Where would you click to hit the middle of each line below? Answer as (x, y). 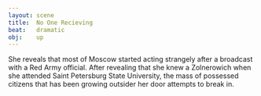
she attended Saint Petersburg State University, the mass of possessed (123, 76)
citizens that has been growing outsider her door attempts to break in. (121, 84)
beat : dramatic (37, 30)
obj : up (26, 37)
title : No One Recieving (50, 23)
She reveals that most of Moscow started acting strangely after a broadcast (130, 59)
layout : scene (31, 15)
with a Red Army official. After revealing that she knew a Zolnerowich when (130, 68)
